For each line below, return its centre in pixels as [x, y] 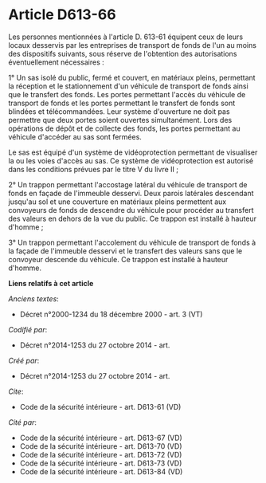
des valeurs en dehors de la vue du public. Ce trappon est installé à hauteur [133, 218]
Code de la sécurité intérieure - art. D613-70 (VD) [101, 446]
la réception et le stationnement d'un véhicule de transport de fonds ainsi [128, 86]
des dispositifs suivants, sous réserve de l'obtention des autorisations [123, 53]
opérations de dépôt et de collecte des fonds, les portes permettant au [124, 128]
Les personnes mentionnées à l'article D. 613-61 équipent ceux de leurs [126, 37]
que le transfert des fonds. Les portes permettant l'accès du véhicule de [127, 94]
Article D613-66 [63, 15]
